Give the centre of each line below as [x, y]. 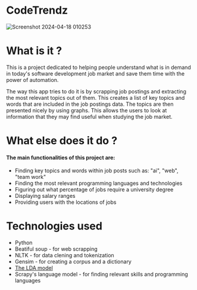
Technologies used [54, 226]
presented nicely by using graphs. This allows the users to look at [87, 110]
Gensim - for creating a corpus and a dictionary [73, 261]
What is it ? [34, 51]
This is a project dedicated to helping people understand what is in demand [99, 67]
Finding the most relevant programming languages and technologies [98, 183]
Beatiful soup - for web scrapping [56, 249]
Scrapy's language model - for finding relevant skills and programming [101, 275]
